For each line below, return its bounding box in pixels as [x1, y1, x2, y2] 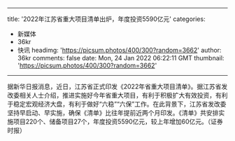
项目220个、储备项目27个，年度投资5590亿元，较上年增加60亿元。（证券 [13, 117, 224, 126]
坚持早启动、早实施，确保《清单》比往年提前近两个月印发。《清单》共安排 [7, 109, 219, 116]
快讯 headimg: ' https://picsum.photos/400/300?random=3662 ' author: [17, 46, 222, 54]
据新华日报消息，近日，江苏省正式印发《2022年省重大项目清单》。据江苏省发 [7, 82, 228, 90]
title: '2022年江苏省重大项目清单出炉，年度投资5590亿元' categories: [7, 15, 206, 23]
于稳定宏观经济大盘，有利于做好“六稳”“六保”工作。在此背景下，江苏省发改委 [7, 100, 227, 108]
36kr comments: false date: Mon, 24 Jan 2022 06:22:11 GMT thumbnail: [17, 54, 225, 62]
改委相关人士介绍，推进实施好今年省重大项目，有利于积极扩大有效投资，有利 [7, 91, 228, 99]
